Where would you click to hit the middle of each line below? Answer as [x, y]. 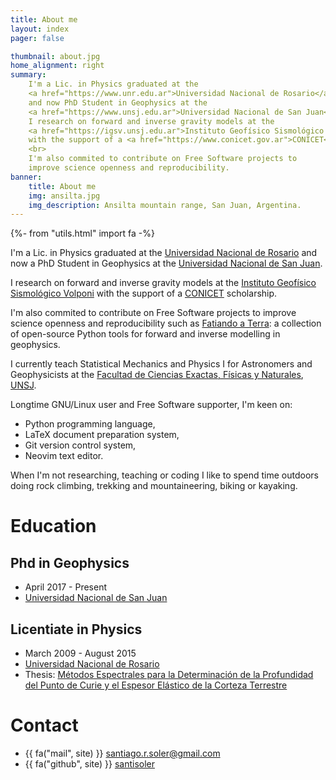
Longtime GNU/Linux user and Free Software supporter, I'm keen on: [151, 405]
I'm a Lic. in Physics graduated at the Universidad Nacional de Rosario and [164, 253]
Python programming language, [90, 424]
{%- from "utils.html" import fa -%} [83, 233]
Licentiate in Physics [76, 629]
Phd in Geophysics [70, 562]
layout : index [40, 29]
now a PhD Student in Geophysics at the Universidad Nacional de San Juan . [166, 263]
